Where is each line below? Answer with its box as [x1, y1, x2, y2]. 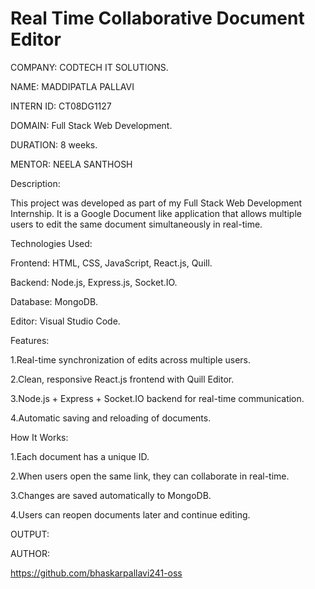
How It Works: [10, 431, 69, 443]
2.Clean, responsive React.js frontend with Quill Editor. [10, 373, 235, 385]
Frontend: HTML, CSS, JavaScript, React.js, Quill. [10, 257, 213, 269]
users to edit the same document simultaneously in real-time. [10, 218, 263, 230]
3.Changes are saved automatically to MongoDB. [10, 489, 212, 501]
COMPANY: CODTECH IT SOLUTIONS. [10, 61, 169, 73]
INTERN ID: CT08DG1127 [10, 100, 112, 112]
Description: [10, 177, 61, 189]
